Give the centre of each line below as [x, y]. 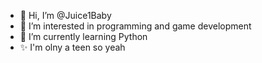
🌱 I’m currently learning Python [83, 36]
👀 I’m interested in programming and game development [135, 26]
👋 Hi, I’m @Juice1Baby [65, 15]
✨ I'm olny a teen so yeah [72, 47]
